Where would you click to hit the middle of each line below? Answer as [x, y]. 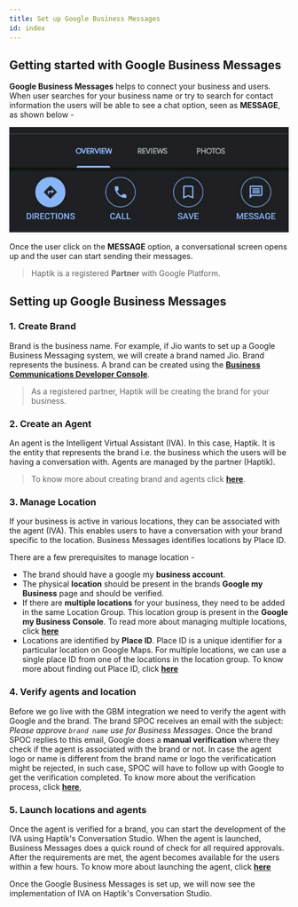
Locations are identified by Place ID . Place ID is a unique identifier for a [152, 641]
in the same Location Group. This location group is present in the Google [155, 612]
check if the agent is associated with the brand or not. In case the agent [141, 749]
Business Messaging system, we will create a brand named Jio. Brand [137, 355]
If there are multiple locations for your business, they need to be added [153, 603]
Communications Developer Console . [80, 374]
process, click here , [46, 786]
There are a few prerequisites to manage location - [102, 557]
